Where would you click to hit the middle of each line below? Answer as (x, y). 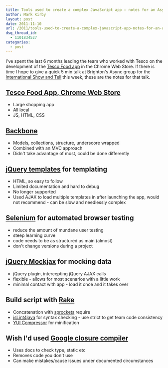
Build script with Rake (40, 300)
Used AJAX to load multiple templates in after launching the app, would (86, 197)
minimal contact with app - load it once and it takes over (71, 284)
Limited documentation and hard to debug (56, 186)
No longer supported (34, 192)
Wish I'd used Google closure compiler (67, 338)
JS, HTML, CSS (29, 115)
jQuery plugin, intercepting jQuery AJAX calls (59, 274)
